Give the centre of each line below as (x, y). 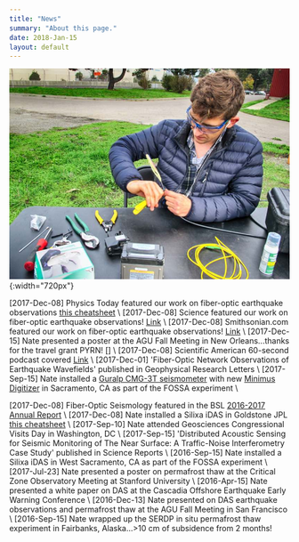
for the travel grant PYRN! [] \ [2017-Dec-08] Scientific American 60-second (149, 350)
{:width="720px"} (41, 286)
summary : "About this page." (63, 28)
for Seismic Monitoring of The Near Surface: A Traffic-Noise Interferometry (147, 443)
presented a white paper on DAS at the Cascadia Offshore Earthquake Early (148, 490)
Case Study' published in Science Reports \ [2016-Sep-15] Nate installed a (145, 452)
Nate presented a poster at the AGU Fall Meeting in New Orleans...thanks (156, 340)
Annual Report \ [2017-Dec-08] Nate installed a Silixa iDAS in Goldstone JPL (149, 415)
